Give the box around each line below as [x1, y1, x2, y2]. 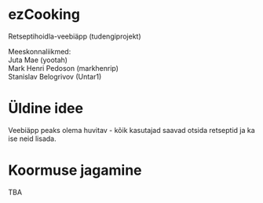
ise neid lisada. [8, 134, 57, 143]
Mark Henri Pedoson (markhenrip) [8, 63, 119, 72]
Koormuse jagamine [8, 161, 143, 179]
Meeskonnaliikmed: [8, 46, 71, 56]
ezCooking [8, 6, 81, 24]
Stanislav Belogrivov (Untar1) [8, 72, 102, 81]
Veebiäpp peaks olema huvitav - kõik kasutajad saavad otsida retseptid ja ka [8, 125, 255, 135]
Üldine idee [8, 100, 84, 117]
